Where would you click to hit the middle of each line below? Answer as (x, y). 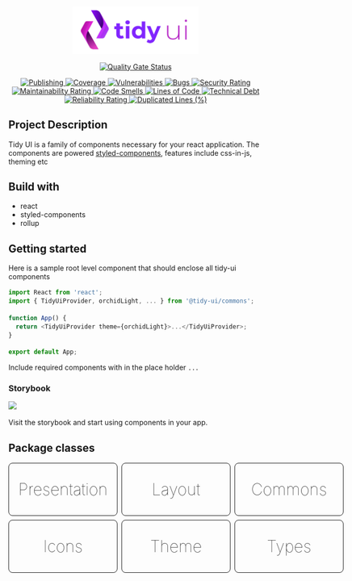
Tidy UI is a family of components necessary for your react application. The (134, 144)
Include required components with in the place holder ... (104, 368)
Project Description (58, 125)
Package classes (52, 447)
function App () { (38, 318)
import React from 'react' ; (56, 293)
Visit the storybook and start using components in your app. (108, 423)
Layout (176, 490)
